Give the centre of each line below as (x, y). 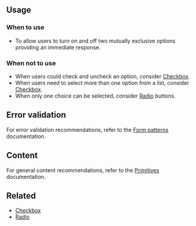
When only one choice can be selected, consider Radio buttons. (95, 96)
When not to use (31, 63)
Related (21, 196)
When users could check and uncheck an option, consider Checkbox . (103, 76)
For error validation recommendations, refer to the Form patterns (87, 129)
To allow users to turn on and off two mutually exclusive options (95, 41)
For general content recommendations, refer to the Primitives (83, 170)
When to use (25, 27)
